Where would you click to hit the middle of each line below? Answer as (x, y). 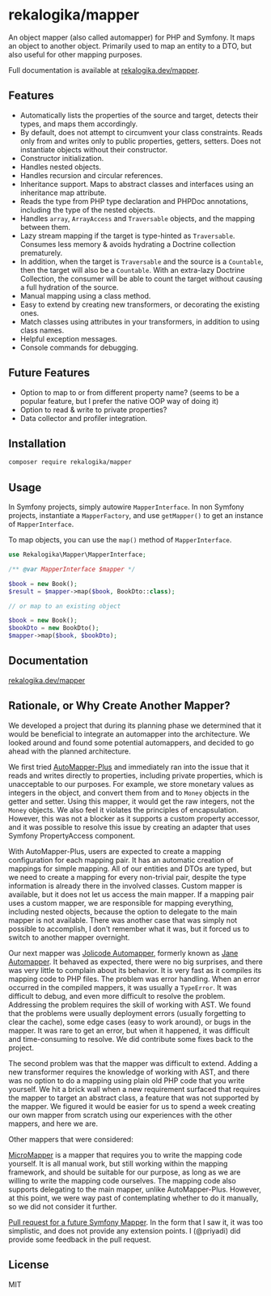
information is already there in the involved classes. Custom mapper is (125, 886)
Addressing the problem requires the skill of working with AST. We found (130, 1005)
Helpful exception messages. (68, 338)
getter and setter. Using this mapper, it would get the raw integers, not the (131, 801)
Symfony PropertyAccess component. (72, 835)
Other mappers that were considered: (71, 1139)
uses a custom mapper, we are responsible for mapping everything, (121, 903)
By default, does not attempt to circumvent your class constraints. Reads (141, 132)
